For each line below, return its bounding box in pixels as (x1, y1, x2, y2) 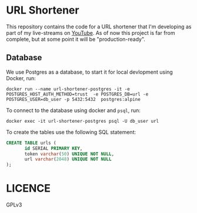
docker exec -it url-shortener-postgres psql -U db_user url (6, 118, 159, 124)
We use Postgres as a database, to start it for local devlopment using (6, 68, 173, 76)
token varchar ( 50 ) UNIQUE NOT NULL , (24, 151, 115, 157)
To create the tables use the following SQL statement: (6, 128, 136, 136)
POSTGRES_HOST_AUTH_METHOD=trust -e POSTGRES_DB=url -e (6, 91, 149, 97)
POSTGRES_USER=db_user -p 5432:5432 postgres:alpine (6, 96, 141, 102)
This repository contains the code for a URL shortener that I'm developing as (6, 23, 192, 30)
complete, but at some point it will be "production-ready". (6, 35, 146, 42)
